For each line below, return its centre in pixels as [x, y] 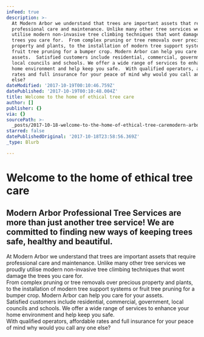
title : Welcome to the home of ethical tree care [70, 97]
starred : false [25, 131]
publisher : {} [24, 108]
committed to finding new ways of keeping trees [100, 232]
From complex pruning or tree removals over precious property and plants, [100, 282]
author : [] [20, 102]
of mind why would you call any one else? [59, 327]
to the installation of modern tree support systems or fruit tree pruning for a [100, 289]
